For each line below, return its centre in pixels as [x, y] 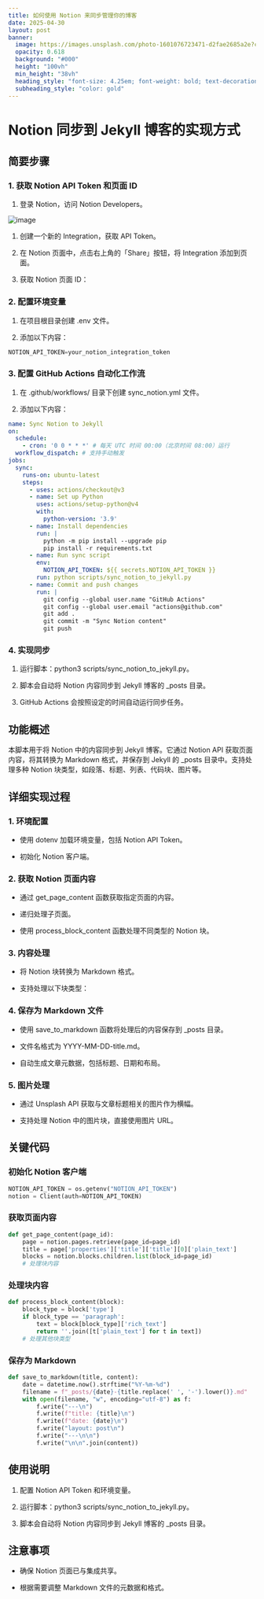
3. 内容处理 [29, 953]
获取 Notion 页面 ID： [54, 279]
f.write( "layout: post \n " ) [81, 1428]
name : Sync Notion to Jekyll [56, 424]
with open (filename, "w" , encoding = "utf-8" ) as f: [107, 1399]
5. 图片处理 [29, 1085]
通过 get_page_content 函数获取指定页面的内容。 [99, 897]
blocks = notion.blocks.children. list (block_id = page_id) [117, 1256]
